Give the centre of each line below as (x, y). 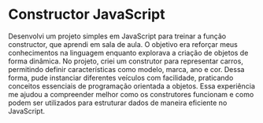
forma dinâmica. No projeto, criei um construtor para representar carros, (126, 61)
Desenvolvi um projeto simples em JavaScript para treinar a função (117, 36)
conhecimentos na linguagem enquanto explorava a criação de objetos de (128, 52)
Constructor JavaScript (87, 14)
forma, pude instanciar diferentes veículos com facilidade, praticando (121, 78)
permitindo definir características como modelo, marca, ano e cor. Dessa (126, 69)
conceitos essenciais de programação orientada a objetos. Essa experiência (132, 86)
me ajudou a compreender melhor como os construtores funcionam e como (131, 94)
